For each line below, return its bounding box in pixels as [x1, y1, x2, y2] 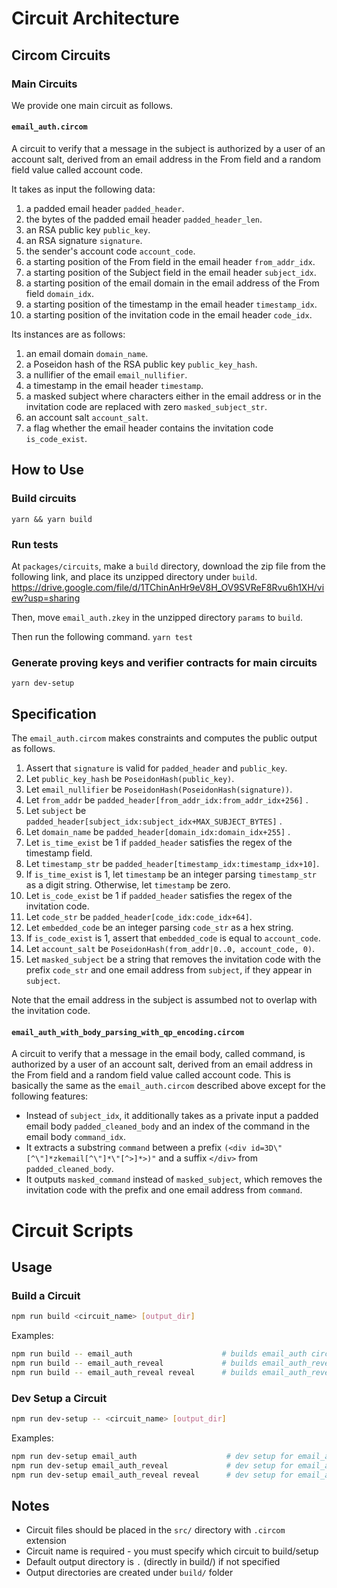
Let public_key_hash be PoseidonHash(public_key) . [25, 773, 235, 785]
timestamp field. [25, 847, 93, 859]
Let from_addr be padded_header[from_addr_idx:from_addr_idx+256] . [25, 794, 309, 806]
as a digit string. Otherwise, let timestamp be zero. [25, 879, 231, 891]
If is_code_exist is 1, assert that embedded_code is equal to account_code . [25, 932, 321, 944]
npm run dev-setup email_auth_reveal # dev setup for [11, 1460, 294, 1471]
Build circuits [11, 492, 77, 506]
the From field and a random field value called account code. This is [11, 1069, 291, 1081]
